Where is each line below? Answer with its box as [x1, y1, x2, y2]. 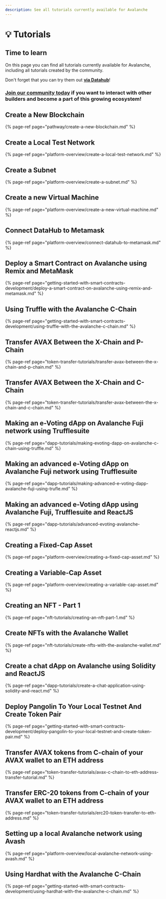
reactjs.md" [5, 526, 29, 532]
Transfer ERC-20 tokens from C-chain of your [5, 789, 150, 797]
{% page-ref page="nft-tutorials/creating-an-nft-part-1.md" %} [5, 614, 135, 620]
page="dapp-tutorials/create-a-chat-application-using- [31, 682, 146, 688]
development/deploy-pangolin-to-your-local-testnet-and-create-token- [5, 729, 152, 735]
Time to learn [5, 49, 47, 57]
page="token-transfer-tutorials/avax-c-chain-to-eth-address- [31, 769, 159, 775]
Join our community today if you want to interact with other [5, 89, 152, 96]
